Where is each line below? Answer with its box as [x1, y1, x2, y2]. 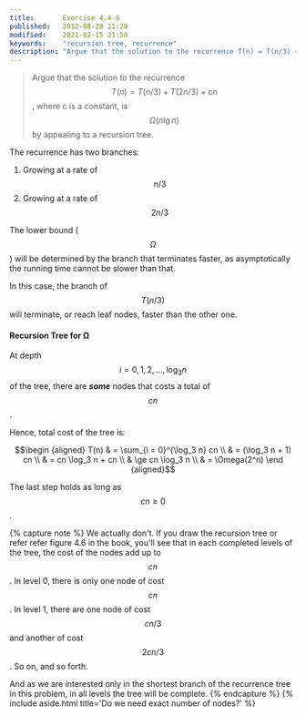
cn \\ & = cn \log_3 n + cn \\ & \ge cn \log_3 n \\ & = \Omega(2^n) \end [22, 455, 284, 465]
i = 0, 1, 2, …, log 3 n [118, 364, 188, 378]
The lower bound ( [9, 225, 79, 236]
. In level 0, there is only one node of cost [9, 576, 165, 587]
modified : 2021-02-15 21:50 [9, 30, 128, 39]
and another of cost [9, 632, 84, 643]
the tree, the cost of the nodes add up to [9, 547, 161, 558]
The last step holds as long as [9, 482, 122, 493]
